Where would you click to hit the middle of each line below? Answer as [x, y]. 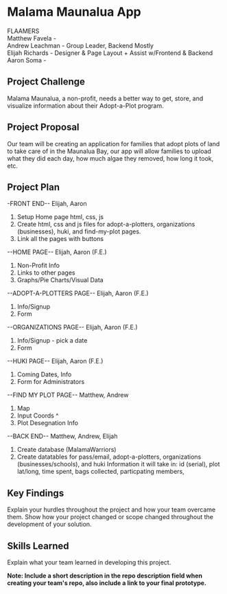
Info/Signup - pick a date [52, 341]
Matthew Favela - [32, 38]
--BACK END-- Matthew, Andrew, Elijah [62, 436]
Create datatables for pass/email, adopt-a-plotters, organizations [109, 457]
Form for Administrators [51, 382]
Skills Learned [38, 546]
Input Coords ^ [38, 415]
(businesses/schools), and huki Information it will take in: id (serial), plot [118, 464]
